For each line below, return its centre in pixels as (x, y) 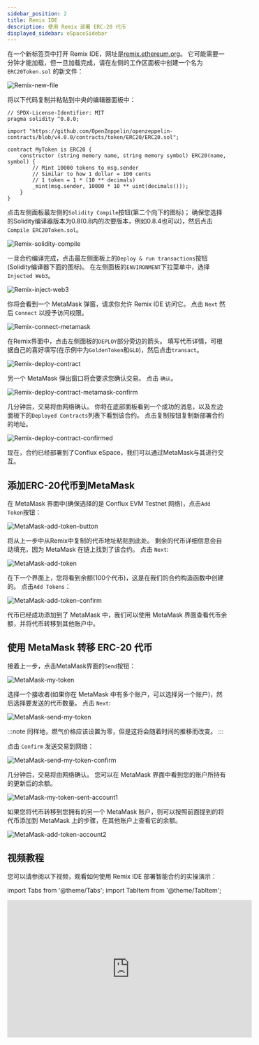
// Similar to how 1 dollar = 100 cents (92, 174)
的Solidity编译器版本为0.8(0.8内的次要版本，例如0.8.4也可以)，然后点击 (110, 221)
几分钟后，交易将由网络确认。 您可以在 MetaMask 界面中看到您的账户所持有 (117, 774)
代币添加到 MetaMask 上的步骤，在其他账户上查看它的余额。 (94, 820)
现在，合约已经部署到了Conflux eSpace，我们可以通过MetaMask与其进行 (113, 453)
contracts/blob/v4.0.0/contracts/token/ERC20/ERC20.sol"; (93, 138)
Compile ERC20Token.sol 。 (45, 230)
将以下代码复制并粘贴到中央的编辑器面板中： (72, 100)
